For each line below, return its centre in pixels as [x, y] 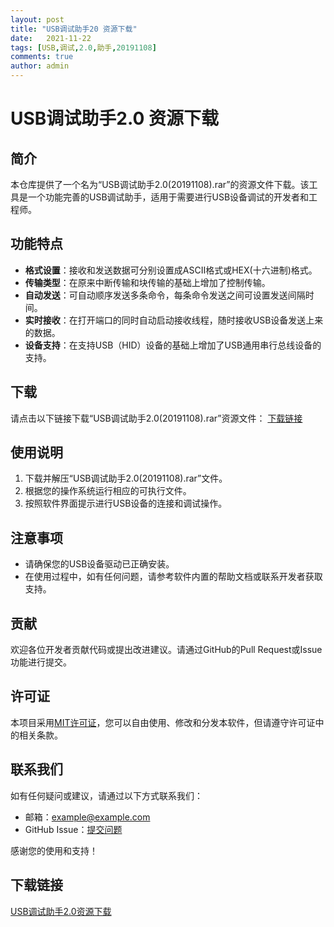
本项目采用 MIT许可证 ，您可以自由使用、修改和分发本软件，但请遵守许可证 [163, 722]
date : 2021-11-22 [51, 38]
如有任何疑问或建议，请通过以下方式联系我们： [106, 795]
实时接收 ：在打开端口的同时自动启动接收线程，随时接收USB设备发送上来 [174, 320]
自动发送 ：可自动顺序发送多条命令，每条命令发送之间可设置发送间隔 [165, 295]
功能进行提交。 [41, 662]
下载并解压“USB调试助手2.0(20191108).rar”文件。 [126, 478]
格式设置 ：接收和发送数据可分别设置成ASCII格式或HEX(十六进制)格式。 [171, 270]
